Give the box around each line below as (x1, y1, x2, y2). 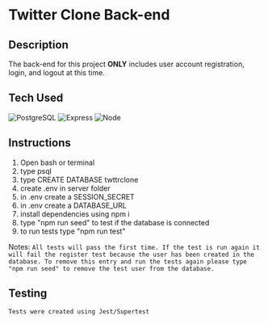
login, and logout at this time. (8, 68, 105, 78)
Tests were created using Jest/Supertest (8, 308, 150, 316)
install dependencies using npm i (19, 208, 130, 219)
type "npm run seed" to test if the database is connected (19, 217, 210, 227)
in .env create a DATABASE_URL (19, 200, 127, 210)
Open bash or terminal (19, 158, 95, 167)
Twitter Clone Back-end (8, 6, 170, 24)
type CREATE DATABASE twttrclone (19, 175, 139, 184)
